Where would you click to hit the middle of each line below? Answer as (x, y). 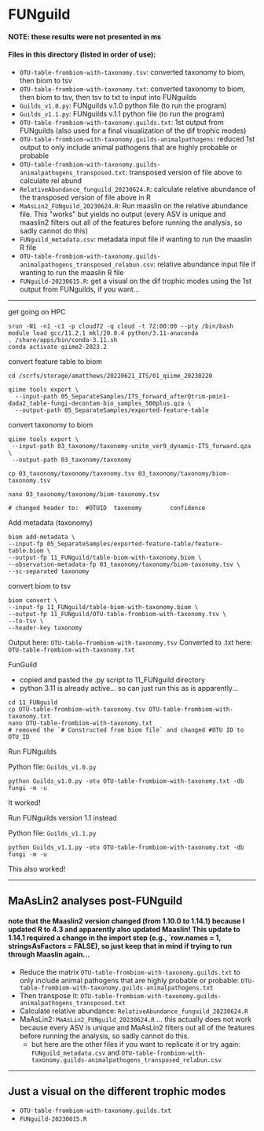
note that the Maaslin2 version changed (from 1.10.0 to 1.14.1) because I (126, 920)
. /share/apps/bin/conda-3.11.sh (63, 340)
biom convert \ (33, 600)
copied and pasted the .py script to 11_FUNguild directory (112, 679)
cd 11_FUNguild (33, 702)
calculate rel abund (51, 180)
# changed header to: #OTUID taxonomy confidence (107, 508)
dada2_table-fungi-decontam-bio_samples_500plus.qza (96, 403)
